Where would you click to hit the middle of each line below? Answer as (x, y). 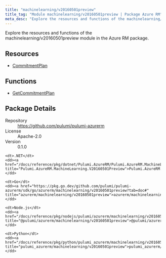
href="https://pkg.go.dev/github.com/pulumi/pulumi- (76, 186)
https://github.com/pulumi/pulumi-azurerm (61, 126)
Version (13, 141)
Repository (16, 120)
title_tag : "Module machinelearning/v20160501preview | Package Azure (79, 14)
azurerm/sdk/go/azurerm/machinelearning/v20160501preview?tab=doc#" (77, 190)
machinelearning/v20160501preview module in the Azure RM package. (77, 38)
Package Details (30, 108)
